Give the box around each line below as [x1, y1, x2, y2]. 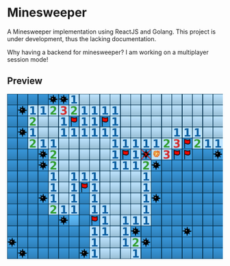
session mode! [7, 55, 49, 63]
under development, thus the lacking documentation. [7, 34, 156, 43]
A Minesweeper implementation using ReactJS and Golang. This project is [7, 27, 216, 36]
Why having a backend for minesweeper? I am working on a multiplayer [7, 48, 209, 56]
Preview [7, 75, 43, 87]
